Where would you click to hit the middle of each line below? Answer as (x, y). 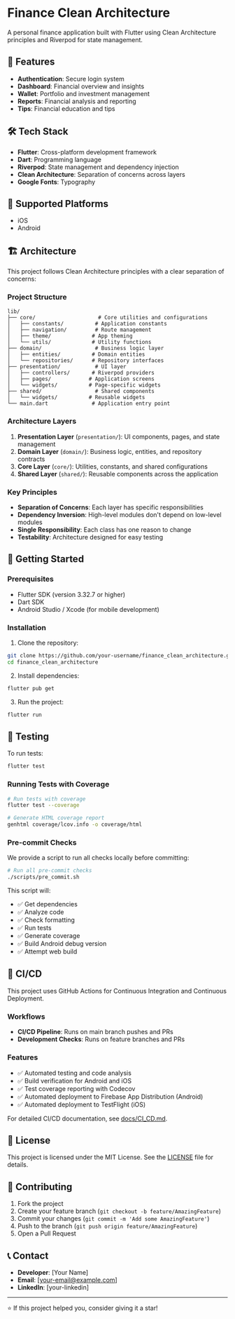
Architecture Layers (42, 421)
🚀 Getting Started (46, 559)
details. (18, 1165)
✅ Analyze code (41, 912)
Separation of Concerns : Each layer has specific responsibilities (111, 507)
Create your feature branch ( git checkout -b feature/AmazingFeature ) (119, 1211)
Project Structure (37, 297)
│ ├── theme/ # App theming (70, 336)
